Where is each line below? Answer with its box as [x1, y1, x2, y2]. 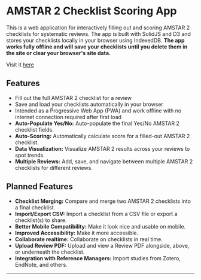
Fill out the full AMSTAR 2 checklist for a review [14, 94, 132, 101]
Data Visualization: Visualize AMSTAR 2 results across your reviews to [14, 145, 190, 152]
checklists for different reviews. [14, 164, 93, 171]
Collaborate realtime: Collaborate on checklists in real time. [14, 235, 163, 243]
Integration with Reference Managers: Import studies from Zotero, [14, 254, 181, 261]
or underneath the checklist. [14, 248, 85, 255]
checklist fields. [14, 126, 54, 133]
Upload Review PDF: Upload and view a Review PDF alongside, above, [14, 242, 190, 249]
